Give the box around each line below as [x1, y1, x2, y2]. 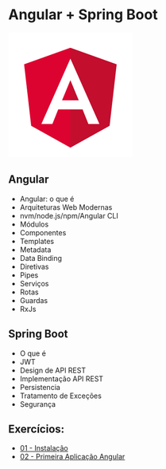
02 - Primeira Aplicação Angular [19, 452, 125, 462]
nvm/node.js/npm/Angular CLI [19, 211, 119, 220]
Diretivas [19, 262, 49, 271]
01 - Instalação [19, 443, 69, 453]
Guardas [19, 295, 48, 305]
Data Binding [19, 253, 62, 262]
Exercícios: [8, 422, 65, 436]
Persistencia [19, 382, 61, 392]
